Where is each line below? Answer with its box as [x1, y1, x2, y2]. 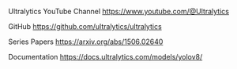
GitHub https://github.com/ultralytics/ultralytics [8, 22, 162, 31]
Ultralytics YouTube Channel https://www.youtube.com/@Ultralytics [8, 7, 229, 16]
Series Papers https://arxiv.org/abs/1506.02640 [8, 37, 164, 46]
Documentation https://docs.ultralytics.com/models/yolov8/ [8, 53, 203, 61]
